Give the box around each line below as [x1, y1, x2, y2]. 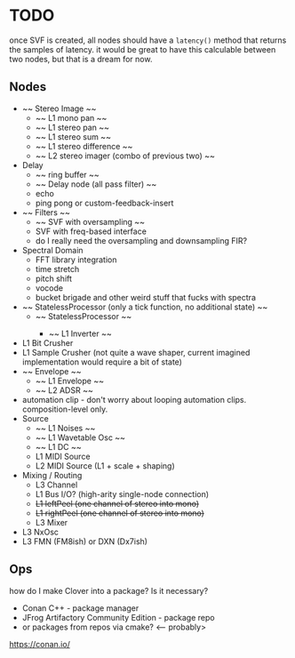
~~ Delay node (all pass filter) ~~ [35, 179, 157, 189]
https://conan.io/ [9, 638, 71, 649]
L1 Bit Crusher [21, 337, 74, 348]
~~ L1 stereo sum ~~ [35, 131, 111, 142]
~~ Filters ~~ [21, 206, 71, 218]
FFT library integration [35, 254, 117, 265]
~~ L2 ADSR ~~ [35, 384, 93, 396]
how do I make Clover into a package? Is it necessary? [9, 585, 209, 596]
